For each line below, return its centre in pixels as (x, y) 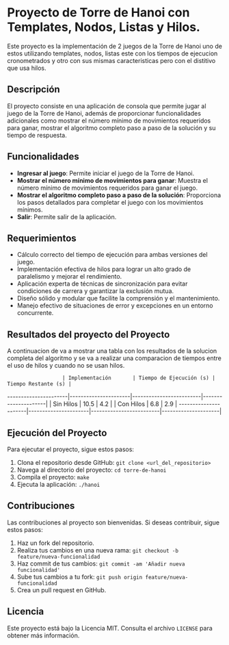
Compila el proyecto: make (53, 477)
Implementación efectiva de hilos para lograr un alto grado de (104, 269)
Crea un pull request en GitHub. (62, 590)
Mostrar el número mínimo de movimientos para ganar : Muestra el (112, 180)
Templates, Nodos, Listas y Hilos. (104, 27)
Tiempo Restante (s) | (39, 384)
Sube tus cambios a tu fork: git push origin (80, 577)
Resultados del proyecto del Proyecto (89, 334)
